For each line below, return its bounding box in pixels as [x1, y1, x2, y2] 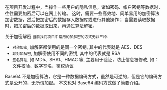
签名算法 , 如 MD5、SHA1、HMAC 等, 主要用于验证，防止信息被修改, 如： [12, 57, 159, 62]
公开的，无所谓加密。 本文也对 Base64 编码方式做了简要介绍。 [13, 80, 143, 86]
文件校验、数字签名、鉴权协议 [12, 63, 74, 69]
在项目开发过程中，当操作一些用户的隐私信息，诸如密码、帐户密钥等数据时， [5, 4, 163, 10]
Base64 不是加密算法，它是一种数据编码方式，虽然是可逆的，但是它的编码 [5, 74, 158, 79]
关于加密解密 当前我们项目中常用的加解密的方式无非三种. [5, 34, 109, 39]
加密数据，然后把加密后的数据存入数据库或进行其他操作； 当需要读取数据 [5, 17, 155, 22]
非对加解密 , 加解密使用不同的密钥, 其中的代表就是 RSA [12, 50, 121, 56]
